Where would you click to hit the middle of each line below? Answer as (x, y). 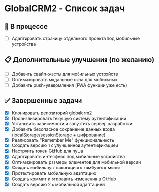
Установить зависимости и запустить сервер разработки (72, 124)
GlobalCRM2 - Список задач (65, 9)
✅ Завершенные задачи (43, 101)
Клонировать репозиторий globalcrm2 (52, 113)
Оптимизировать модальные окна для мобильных (65, 79)
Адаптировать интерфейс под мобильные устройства (68, 157)
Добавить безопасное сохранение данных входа (63, 129)
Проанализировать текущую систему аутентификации (69, 118)
